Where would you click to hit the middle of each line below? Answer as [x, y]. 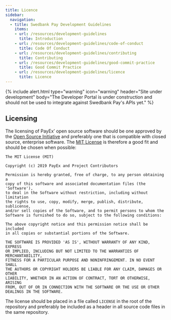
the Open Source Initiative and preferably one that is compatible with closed [86, 136]
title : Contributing [41, 58]
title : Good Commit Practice [50, 67]
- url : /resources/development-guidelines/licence [70, 72]
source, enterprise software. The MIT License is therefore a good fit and [82, 142]
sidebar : [15, 15]
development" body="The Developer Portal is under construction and [79, 97]
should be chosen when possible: [41, 147]
